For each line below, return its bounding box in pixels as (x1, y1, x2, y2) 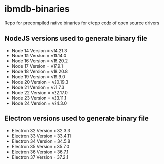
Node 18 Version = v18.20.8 (11, 68, 68, 74)
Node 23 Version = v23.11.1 (11, 95, 66, 101)
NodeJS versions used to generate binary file (4, 34, 147, 43)
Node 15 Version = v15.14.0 (11, 53, 67, 58)
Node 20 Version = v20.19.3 (11, 79, 69, 85)
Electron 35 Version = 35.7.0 (11, 143, 70, 149)
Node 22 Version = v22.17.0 (11, 89, 68, 95)
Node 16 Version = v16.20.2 (11, 58, 68, 64)
